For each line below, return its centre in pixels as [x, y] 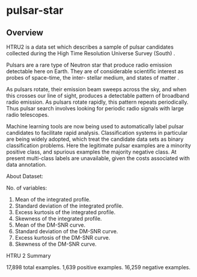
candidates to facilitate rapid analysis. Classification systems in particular [97, 133]
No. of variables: [27, 188]
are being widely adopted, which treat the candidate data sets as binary [95, 139]
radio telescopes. [28, 115]
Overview [25, 33]
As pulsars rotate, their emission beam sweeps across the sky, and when [96, 89]
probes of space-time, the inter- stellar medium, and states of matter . [93, 78]
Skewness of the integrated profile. [58, 219]
